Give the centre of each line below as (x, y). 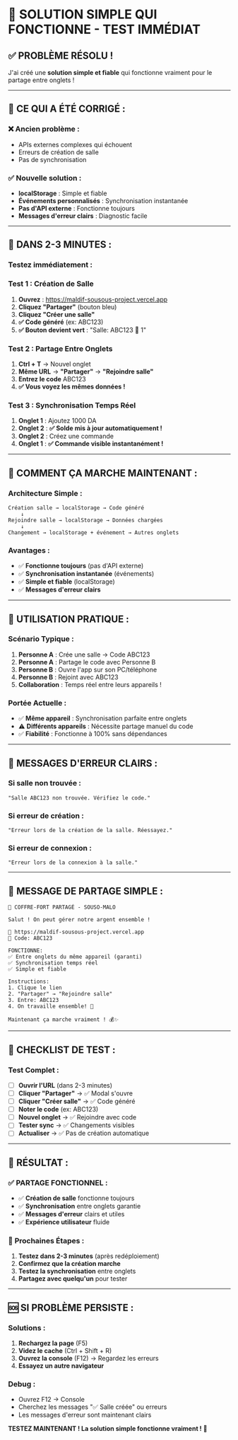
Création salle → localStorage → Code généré (76, 508)
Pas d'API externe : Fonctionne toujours (76, 208)
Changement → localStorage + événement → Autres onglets (94, 532)
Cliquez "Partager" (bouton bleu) (67, 306)
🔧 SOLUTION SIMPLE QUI (83, 15)
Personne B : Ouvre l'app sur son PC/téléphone (88, 669)
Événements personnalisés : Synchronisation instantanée (103, 200)
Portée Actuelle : (37, 703)
